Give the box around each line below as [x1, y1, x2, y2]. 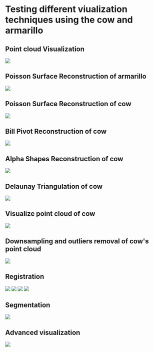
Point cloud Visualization [5, 45, 85, 53]
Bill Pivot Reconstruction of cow [5, 127, 107, 136]
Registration [5, 272, 44, 281]
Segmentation [5, 300, 50, 309]
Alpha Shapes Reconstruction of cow [5, 154, 123, 163]
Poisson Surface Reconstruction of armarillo [5, 72, 146, 81]
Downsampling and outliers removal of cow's [5, 237, 149, 246]
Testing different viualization [5, 4, 127, 15]
